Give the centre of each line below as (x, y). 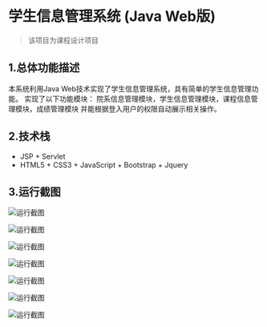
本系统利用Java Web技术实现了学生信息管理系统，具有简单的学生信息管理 (130, 88)
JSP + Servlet (42, 156)
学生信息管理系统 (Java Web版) (112, 16)
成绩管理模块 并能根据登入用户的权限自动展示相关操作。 (128, 108)
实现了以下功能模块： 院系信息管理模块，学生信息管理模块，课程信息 (137, 99)
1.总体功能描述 (44, 68)
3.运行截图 (35, 192)
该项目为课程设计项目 (63, 40)
